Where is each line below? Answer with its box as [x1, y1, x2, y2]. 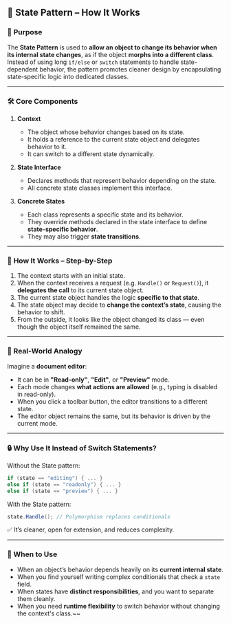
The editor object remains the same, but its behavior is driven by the [16, 412, 211, 420]
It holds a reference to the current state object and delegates [27, 135, 200, 143]
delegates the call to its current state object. [16, 286, 144, 294]
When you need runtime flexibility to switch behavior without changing [16, 602, 220, 610]
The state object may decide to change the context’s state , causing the [16, 300, 221, 309]
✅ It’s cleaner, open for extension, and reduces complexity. [7, 525, 175, 534]
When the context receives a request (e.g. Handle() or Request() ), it [16, 279, 209, 287]
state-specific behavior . [27, 225, 98, 233]
